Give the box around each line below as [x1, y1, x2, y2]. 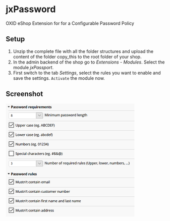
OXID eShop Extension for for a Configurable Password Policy [6, 20, 134, 26]
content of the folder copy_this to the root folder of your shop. [13, 53, 142, 60]
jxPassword [6, 4, 56, 15]
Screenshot [6, 90, 43, 98]
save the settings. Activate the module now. [13, 75, 105, 81]
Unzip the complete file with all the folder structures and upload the [13, 48, 153, 54]
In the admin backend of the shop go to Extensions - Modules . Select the [13, 59, 165, 65]
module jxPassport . [13, 64, 54, 70]
